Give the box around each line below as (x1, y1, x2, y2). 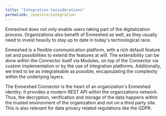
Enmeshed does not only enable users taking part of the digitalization (5, 26, 150, 32)
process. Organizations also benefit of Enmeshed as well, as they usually (5, 31, 158, 37)
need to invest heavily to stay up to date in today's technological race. (5, 36, 151, 43)
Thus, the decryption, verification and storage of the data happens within (5, 94, 158, 100)
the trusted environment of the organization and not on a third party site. (5, 99, 156, 105)
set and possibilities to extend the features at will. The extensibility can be (5, 52, 159, 58)
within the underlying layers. (5, 73, 65, 80)
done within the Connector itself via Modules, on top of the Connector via (5, 57, 158, 63)
